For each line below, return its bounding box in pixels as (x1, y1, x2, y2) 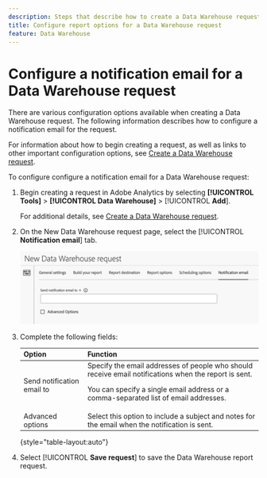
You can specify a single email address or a (87, 385, 230, 395)
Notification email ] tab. (19, 235, 98, 245)
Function (87, 349, 118, 359)
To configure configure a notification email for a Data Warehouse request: (8, 172, 250, 182)
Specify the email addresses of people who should (87, 361, 253, 371)
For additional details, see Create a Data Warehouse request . (19, 211, 219, 222)
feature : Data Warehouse (8, 29, 91, 37)
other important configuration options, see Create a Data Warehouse (8, 148, 233, 158)
